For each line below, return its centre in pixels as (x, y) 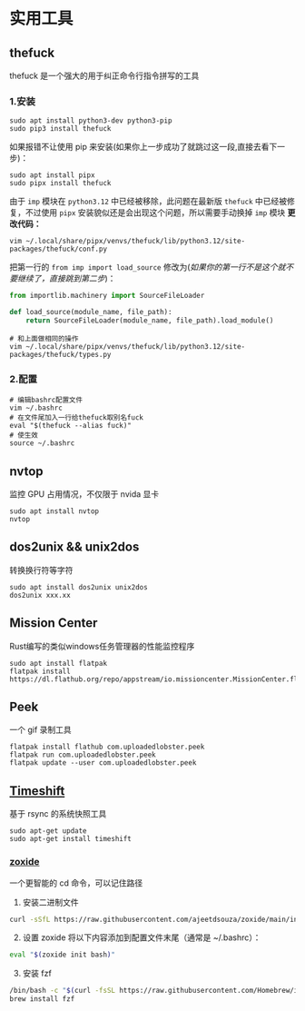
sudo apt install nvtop (54, 511)
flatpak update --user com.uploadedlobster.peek (103, 763)
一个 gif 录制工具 (41, 730)
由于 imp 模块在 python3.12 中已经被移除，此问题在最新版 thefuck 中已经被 (148, 202)
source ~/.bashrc (42, 443)
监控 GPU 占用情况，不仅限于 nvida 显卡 (84, 494)
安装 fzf (37, 974)
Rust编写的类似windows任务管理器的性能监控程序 (102, 646)
